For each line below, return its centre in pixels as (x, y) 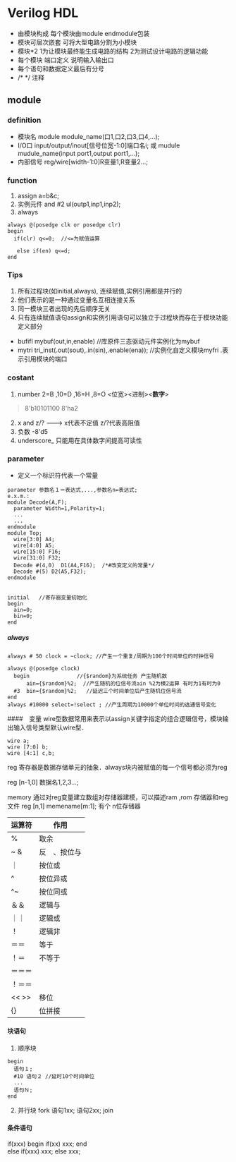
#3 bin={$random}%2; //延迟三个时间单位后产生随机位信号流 (98, 691)
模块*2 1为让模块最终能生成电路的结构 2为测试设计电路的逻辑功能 (113, 51)
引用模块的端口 (45, 359)
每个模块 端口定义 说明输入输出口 (66, 60)
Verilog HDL (43, 13)
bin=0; (23, 616)
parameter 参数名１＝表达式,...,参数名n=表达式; (73, 490)
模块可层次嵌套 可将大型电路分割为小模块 (77, 42)
